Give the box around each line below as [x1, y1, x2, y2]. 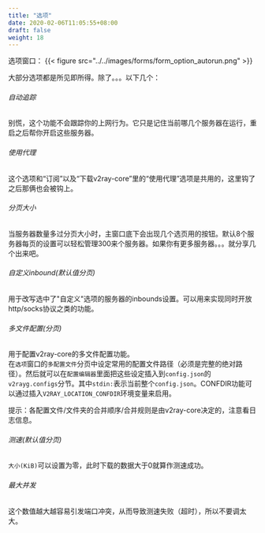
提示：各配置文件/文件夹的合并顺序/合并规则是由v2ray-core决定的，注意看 [8, 405, 250, 415]
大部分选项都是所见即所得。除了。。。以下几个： [8, 73, 160, 83]
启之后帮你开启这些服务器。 [8, 128, 99, 138]
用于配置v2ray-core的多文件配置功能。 [8, 349, 134, 359]
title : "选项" [8, 11, 53, 20]
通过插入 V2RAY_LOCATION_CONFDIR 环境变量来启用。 [14, 389, 176, 398]
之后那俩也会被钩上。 [8, 183, 77, 193]
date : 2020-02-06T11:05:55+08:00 [8, 19, 118, 27]
